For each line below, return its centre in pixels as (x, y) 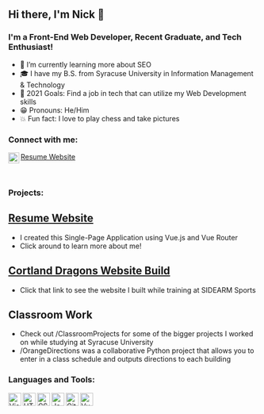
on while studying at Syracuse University (86, 343)
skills (28, 102)
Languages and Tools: (52, 380)
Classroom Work (50, 314)
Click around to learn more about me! (80, 246)
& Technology (42, 85)
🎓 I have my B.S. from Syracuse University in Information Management (136, 73)
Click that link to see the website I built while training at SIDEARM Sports (138, 289)
